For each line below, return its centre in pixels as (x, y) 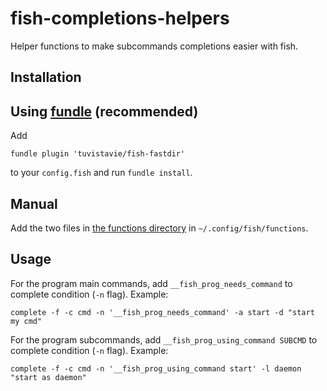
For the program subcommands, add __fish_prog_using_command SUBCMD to (164, 339)
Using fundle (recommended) (104, 111)
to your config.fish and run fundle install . (101, 173)
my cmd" (26, 321)
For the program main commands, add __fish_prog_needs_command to (151, 283)
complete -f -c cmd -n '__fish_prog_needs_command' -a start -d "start (162, 312)
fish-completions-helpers (120, 18)
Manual (34, 203)
